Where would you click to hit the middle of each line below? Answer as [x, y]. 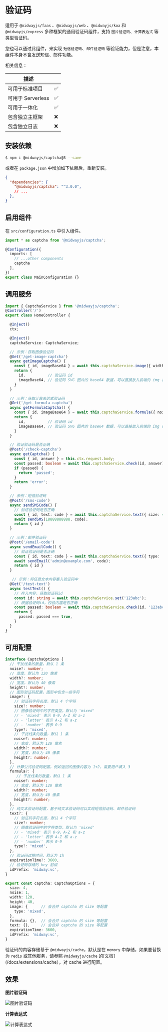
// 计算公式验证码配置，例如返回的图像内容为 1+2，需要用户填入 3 [70, 767]
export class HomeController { [38, 315]
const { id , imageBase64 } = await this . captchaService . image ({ [82, 366]
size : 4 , [19, 888]
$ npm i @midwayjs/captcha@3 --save [43, 158]
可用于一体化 [23, 107]
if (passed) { [29, 468]
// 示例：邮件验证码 [28, 538]
